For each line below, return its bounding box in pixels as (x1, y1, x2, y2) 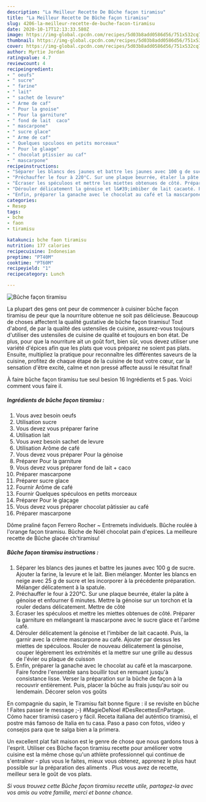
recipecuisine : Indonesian (7, 248, 76, 255)
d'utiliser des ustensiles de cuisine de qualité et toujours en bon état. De (7, 331, 189, 338)
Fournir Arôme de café (15, 483, 73, 491)
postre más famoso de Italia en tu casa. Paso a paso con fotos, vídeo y (7, 719, 185, 727)
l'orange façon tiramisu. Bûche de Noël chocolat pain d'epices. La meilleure (7, 528, 197, 535)
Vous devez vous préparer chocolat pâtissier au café (15, 503, 149, 510)
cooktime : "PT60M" (7, 260, 54, 266)
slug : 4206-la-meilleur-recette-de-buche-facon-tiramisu (7, 20, 155, 26)
